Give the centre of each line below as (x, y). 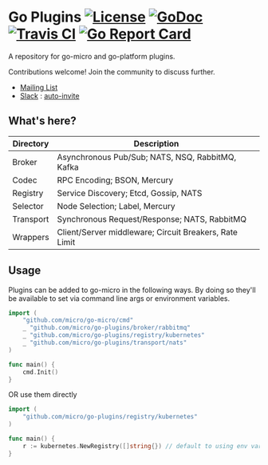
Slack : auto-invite (49, 95)
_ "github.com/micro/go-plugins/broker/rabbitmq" (107, 328)
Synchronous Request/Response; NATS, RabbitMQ (152, 218)
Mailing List (39, 87)
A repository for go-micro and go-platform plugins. (92, 56)
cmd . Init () (41, 372)
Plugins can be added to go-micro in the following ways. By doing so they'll (132, 290)
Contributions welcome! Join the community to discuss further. (112, 71)
